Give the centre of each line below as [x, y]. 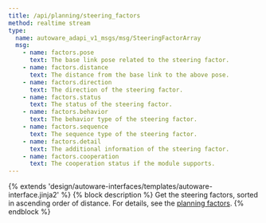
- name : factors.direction [67, 82]
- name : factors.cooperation [71, 156]
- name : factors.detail [62, 141]
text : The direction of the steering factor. [106, 90]
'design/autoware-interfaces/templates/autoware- [130, 186]
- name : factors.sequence [66, 127]
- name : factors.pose [58, 53]
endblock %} [29, 212]
